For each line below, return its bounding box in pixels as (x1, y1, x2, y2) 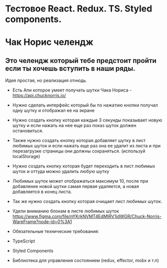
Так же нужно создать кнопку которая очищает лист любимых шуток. (12, 198, 163, 204)
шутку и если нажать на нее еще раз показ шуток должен (12, 122, 137, 128)
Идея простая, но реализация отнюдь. (5, 77, 87, 83)
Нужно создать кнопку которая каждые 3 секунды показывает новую (12, 117, 163, 123)
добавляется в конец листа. (12, 188, 72, 195)
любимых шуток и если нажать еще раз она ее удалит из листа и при (12, 143, 161, 149)
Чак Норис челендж (5, 36, 94, 48)
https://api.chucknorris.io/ (12, 92, 66, 98)
